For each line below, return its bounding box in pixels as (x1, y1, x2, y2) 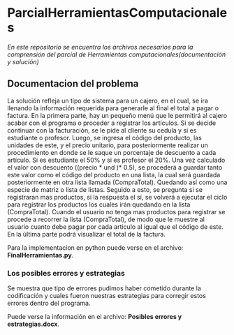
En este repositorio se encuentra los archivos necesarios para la (7, 43, 193, 51)
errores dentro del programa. (7, 299, 91, 308)
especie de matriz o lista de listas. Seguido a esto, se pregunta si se (7, 185, 203, 193)
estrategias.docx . (7, 320, 60, 329)
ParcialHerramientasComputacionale (7, 5, 228, 21)
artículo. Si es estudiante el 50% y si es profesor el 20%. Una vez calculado (7, 156, 226, 164)
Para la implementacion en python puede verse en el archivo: (7, 243, 184, 252)
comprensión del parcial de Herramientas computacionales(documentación (7, 50, 226, 59)
